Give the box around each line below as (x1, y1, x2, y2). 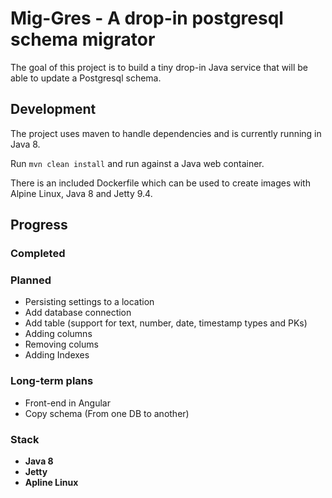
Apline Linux (24, 476, 79, 488)
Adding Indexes (24, 349, 90, 361)
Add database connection (24, 307, 132, 319)
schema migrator (10, 28, 156, 51)
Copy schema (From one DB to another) (24, 407, 190, 419)
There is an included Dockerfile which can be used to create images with (10, 177, 311, 189)
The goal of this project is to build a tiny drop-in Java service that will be (10, 61, 308, 73)
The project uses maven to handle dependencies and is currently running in (10, 127, 322, 139)
